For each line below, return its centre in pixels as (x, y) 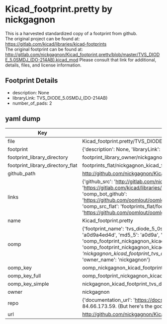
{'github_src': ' (99, 181)
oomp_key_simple (28, 284)
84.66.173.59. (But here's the (117, 306)
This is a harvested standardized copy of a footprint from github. (71, 33)
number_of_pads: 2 (32, 103)
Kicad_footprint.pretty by (59, 9)
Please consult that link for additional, (118, 60)
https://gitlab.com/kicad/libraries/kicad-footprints (56, 44)
